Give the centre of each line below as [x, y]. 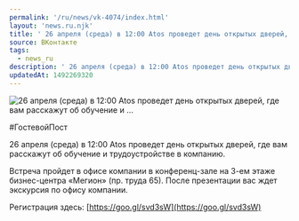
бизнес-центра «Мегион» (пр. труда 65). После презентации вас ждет [143, 180]
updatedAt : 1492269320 [51, 75]
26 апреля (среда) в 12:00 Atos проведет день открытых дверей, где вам [148, 144]
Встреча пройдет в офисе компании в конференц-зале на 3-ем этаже [142, 170]
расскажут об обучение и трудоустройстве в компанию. [117, 154]
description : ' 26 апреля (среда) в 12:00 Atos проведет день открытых [145, 67]
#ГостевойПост [39, 127]
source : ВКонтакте [43, 42]
